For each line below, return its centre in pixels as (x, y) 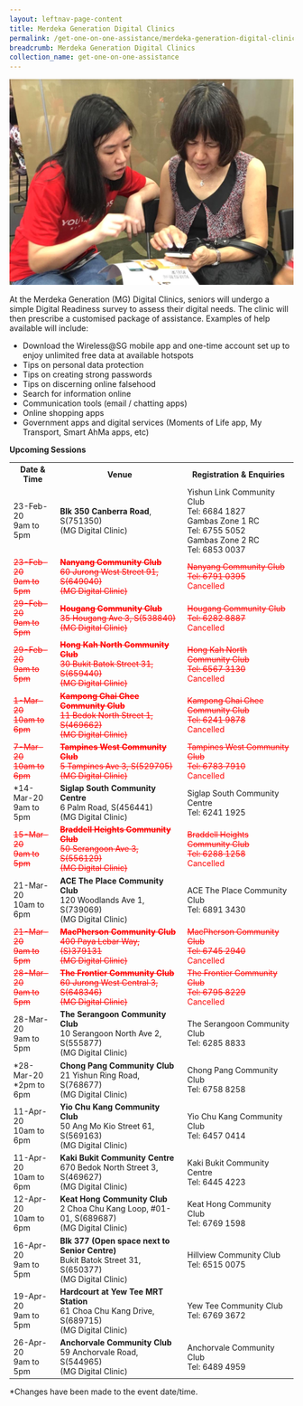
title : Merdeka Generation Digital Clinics (92, 28)
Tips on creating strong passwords (87, 374)
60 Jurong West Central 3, (109, 983)
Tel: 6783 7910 (216, 766)
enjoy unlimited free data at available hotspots (108, 355)
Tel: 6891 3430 (216, 910)
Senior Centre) (88, 1250)
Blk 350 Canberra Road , (106, 511)
